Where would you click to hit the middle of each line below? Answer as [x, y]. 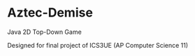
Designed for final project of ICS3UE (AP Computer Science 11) [98, 45]
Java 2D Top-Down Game [44, 32]
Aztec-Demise [50, 13]
